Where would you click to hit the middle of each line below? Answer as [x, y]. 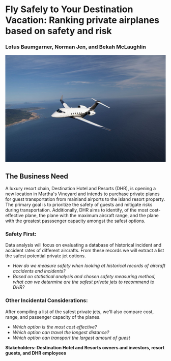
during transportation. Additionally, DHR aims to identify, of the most [77, 210]
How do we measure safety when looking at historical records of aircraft [89, 266]
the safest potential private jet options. [46, 256]
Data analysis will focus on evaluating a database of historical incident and [83, 245]
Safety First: [21, 234]
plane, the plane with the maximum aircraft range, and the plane [92, 215]
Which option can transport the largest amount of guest [72, 338]
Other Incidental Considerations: [47, 300]
